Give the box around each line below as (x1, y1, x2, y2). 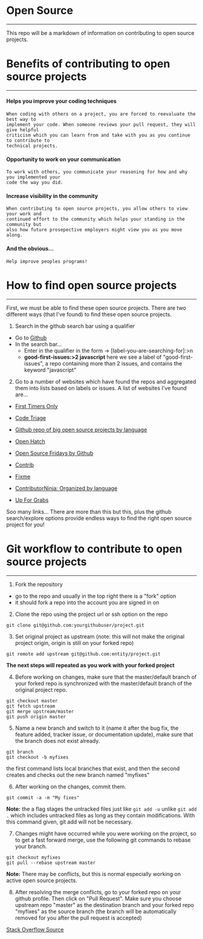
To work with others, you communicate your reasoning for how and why (6, 169, 188, 175)
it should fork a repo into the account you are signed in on (14, 598, 159, 606)
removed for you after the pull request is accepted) (14, 914, 142, 921)
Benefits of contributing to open (6, 57, 170, 71)
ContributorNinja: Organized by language (14, 485, 118, 492)
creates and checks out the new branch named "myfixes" (6, 771, 150, 778)
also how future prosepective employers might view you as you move (6, 227, 182, 233)
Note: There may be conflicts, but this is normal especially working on (6, 870, 181, 877)
